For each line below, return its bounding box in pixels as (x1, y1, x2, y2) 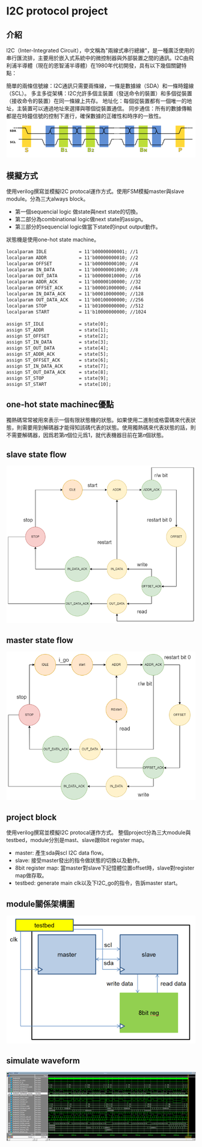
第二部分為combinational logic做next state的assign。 (14, 216, 147, 223)
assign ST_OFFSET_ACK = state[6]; (6, 357, 109, 363)
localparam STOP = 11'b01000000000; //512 (6, 303, 144, 309)
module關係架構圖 (6, 899, 75, 909)
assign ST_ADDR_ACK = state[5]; (6, 351, 109, 357)
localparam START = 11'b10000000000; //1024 (6, 309, 147, 315)
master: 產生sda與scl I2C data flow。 (14, 849, 107, 856)
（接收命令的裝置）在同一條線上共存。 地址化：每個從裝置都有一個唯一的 (6, 98, 187, 104)
